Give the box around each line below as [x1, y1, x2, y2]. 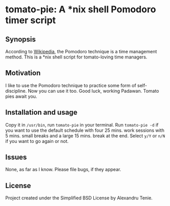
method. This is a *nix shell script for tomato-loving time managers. [5, 54, 147, 60]
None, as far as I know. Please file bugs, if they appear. [5, 167, 121, 173]
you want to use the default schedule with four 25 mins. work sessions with [5, 127, 165, 133]
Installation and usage [5, 108, 78, 117]
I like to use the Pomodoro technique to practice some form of [5, 82, 137, 88]
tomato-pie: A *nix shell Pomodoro [5, 4, 156, 15]
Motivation [5, 69, 41, 77]
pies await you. [5, 93, 37, 99]
